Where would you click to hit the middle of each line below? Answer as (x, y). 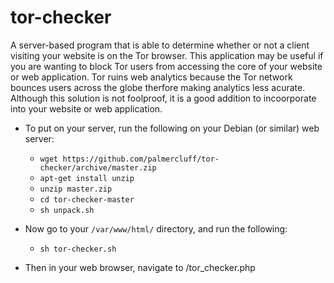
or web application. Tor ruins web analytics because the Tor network (151, 77)
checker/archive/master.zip (98, 167)
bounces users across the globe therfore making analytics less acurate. (158, 87)
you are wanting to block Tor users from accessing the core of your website (166, 66)
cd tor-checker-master (87, 199)
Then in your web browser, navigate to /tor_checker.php (140, 267)
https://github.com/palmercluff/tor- (141, 159)
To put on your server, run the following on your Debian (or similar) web (172, 128)
